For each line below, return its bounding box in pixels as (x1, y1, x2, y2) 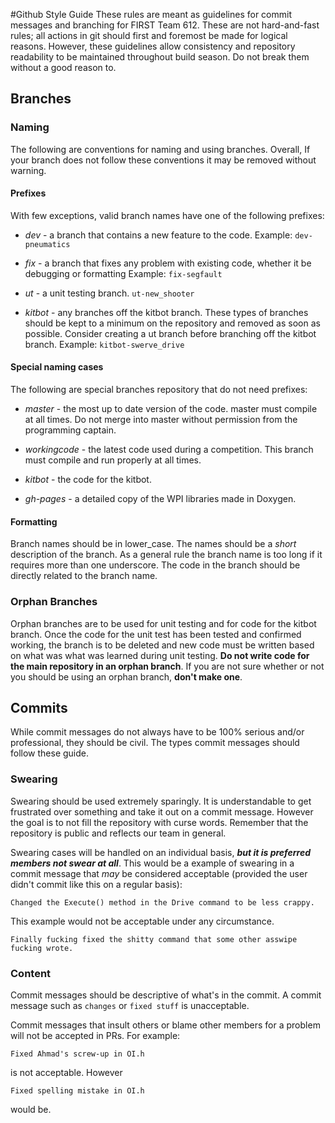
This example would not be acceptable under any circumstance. (10, 915, 275, 927)
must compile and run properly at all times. (24, 454, 202, 466)
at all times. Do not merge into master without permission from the (24, 414, 298, 426)
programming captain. (24, 424, 117, 436)
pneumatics (24, 239, 71, 249)
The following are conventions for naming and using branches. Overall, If (10, 143, 311, 155)
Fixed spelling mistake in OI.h (10, 1086, 145, 1096)
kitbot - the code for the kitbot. (24, 474, 152, 486)
